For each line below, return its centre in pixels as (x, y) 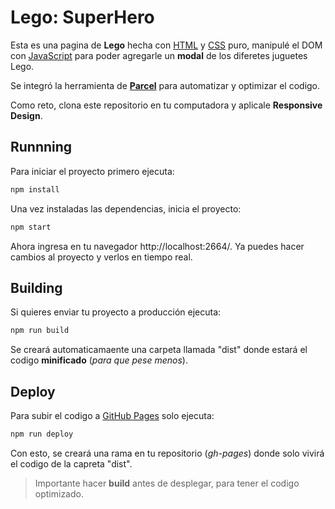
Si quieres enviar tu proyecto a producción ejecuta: (116, 312)
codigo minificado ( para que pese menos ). (99, 360)
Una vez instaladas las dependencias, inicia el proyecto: (126, 208)
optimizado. (59, 493)
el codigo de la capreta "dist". (71, 463)
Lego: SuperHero (82, 17)
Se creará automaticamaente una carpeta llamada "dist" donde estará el (159, 350)
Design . (26, 115)
